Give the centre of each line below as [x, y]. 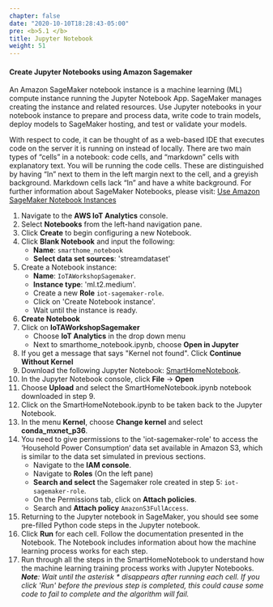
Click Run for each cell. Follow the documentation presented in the [132, 534]
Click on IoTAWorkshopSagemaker [80, 328]
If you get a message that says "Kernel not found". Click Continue [131, 354]
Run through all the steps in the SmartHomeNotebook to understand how [143, 560]
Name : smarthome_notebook [78, 250]
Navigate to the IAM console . [82, 465]
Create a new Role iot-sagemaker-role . [98, 293]
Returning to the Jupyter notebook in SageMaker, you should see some [139, 517]
